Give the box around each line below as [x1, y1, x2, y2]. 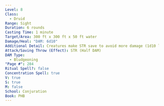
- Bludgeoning [9, 57, 38, 62]
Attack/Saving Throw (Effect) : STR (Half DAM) [5, 48, 102, 53]
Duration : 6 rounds [5, 25, 45, 30]
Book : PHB [5, 93, 25, 98]
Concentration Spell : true [5, 71, 60, 76]
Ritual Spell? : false [5, 66, 49, 71]
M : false [5, 84, 23, 89]
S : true [5, 80, 21, 85]
